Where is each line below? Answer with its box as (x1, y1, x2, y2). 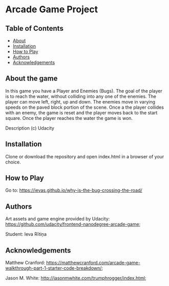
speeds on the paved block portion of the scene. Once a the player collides (5, 104, 164, 110)
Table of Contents (5, 24, 64, 33)
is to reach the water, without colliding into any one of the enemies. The (5, 93, 157, 99)
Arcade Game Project (5, 4, 98, 15)
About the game (5, 74, 58, 83)
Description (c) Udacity (5, 125, 55, 131)
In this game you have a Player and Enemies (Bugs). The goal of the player (5, 88, 163, 94)
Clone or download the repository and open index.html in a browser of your (5, 153, 164, 159)
